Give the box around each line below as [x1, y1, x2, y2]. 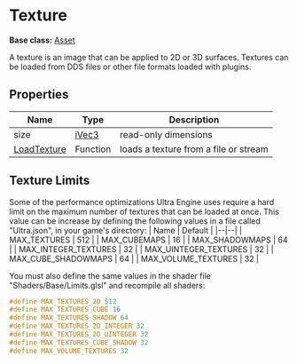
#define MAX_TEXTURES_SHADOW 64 [9, 313, 129, 322]
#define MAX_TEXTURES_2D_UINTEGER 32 [9, 330, 149, 339]
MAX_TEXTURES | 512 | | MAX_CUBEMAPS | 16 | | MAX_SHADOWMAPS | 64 [9, 234, 288, 245]
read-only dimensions [119, 128, 213, 140]
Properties [9, 87, 69, 102]
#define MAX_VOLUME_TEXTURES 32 [9, 346, 129, 355]
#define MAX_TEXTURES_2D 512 [9, 297, 117, 306]
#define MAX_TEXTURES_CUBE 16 [9, 305, 121, 314]
